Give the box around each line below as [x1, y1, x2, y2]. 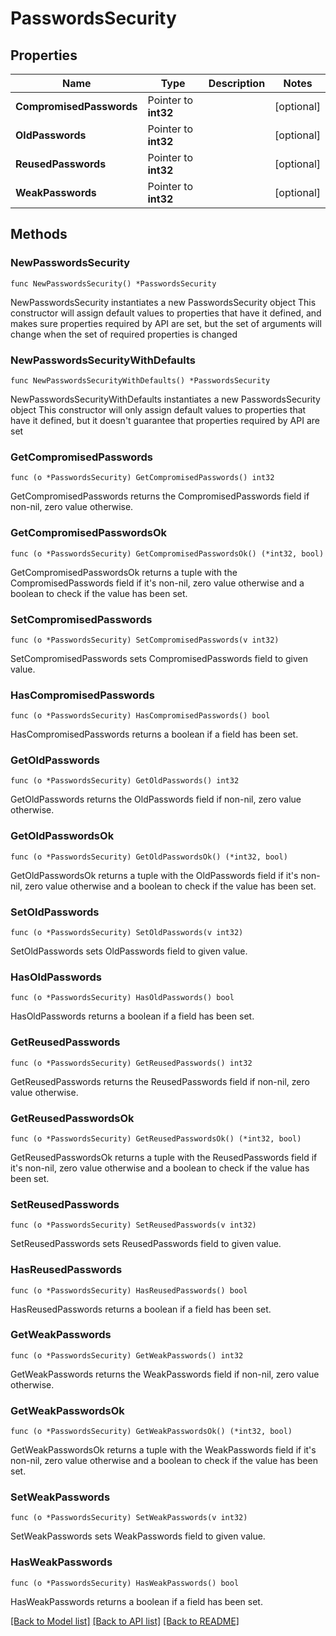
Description [208, 77, 266, 90]
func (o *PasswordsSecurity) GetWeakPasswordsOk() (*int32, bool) [10, 1427, 293, 1437]
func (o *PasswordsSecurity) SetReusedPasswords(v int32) [10, 1220, 257, 1231]
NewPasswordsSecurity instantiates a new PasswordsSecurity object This [10, 296, 317, 308]
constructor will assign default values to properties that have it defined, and [10, 307, 322, 319]
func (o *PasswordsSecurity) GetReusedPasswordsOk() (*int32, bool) [10, 1133, 302, 1144]
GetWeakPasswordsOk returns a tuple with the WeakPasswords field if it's [10, 1444, 317, 1456]
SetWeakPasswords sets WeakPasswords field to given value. [10, 1530, 266, 1542]
